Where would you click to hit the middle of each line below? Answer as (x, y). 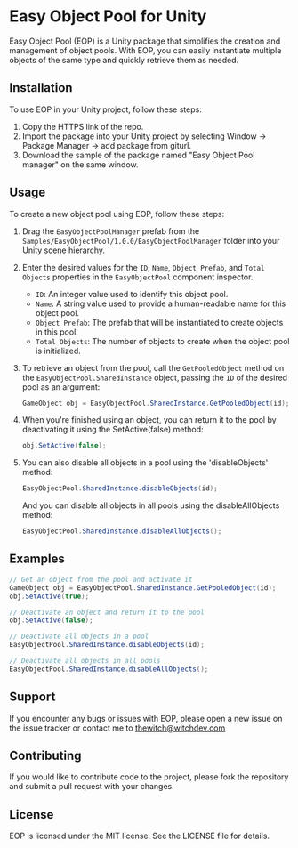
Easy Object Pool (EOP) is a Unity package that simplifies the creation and (145, 41)
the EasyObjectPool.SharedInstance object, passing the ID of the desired (154, 377)
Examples (37, 559)
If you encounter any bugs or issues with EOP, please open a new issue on (146, 718)
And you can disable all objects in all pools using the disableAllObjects (151, 505)
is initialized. (58, 351)
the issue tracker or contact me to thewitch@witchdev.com (117, 728)
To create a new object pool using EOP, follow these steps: (117, 214)
